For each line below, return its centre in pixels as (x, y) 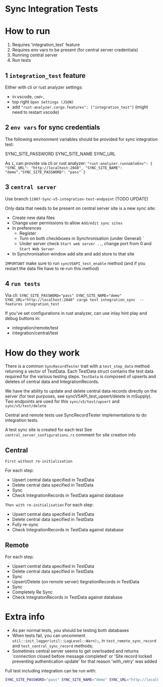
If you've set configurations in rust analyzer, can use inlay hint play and (76, 313)
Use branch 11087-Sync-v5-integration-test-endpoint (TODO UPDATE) (77, 199)
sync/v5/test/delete (26, 406)
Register (28, 233)
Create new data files (33, 217)
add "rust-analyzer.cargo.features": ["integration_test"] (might (80, 107)
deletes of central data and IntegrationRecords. (52, 382)
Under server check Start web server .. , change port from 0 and (85, 243)
